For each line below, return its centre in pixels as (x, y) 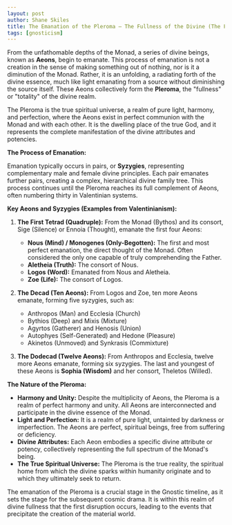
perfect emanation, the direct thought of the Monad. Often (110, 250)
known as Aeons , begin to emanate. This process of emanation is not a (108, 60)
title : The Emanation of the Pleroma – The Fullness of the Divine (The (114, 26)
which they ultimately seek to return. (69, 479)
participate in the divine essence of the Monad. (84, 412)
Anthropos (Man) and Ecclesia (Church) (84, 314)
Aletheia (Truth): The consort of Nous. (83, 265)
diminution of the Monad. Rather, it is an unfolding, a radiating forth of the (112, 75)
